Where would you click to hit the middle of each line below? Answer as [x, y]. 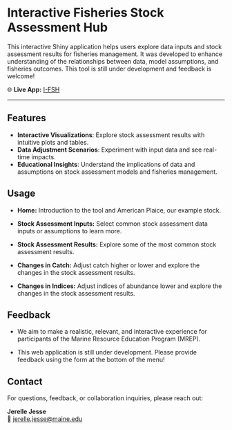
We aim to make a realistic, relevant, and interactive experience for [112, 332]
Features [27, 118]
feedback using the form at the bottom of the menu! [91, 360]
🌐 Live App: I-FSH [33, 89]
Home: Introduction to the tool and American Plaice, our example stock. [119, 210]
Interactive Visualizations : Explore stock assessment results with [111, 135]
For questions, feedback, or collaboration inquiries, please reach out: [105, 398]
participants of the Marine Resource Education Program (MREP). [109, 339]
